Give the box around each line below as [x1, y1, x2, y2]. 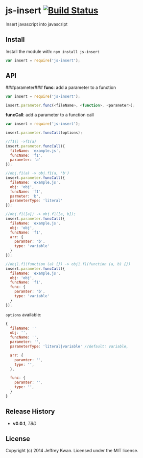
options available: [5, 312, 42, 317]
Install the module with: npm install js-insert [5, 48, 100, 54]
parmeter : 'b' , [10, 194, 41, 199]
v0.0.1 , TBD [12, 420, 37, 426]
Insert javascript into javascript [5, 21, 68, 27]
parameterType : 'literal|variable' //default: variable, [10, 344, 129, 349]
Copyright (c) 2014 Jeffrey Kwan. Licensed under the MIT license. [5, 448, 139, 454]
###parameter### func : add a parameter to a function [5, 85, 116, 90]
